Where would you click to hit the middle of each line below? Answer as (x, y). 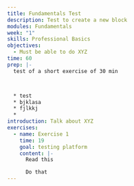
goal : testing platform (54, 147)
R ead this (39, 160)
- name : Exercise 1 (41, 134)
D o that (36, 172)
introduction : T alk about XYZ (51, 121)
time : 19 (32, 141)
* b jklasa (27, 102)
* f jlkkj (26, 108)
